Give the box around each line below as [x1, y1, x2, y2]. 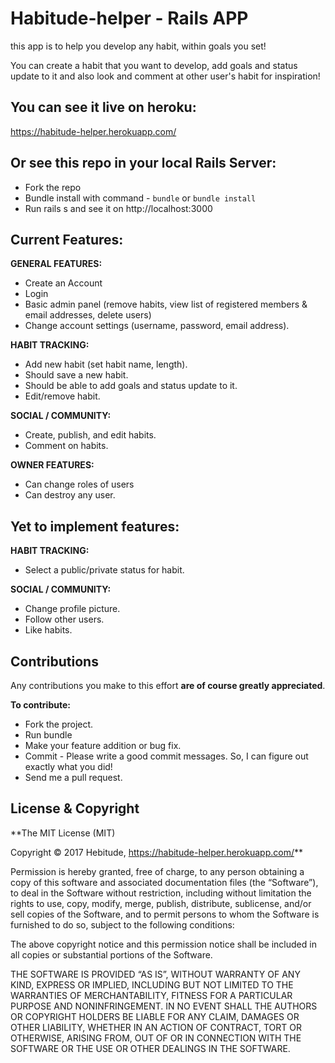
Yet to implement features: [10, 518, 180, 535]
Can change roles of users [24, 478, 135, 491]
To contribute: [10, 699, 71, 711]
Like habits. [24, 624, 73, 636]
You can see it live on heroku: [10, 99, 197, 116]
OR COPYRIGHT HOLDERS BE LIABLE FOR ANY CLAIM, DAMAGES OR [10, 1010, 300, 1022]
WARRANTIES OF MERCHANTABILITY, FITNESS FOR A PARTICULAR [10, 989, 293, 1001]
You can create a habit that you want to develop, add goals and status [10, 59, 298, 71]
